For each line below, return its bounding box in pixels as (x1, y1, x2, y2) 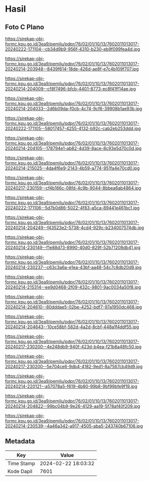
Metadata (5, 437, 35, 445)
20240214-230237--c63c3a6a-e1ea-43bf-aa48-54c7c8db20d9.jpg (5, 265, 142, 270)
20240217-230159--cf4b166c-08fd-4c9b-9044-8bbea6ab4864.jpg (5, 185, 141, 191)
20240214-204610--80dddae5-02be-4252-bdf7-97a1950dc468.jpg (5, 304, 142, 310)
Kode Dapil (7, 468, 33, 475)
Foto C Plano (5, 23, 44, 31)
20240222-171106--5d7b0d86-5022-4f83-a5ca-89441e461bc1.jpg (5, 205, 140, 210)
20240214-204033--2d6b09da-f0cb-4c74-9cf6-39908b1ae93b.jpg (5, 106, 142, 111)
